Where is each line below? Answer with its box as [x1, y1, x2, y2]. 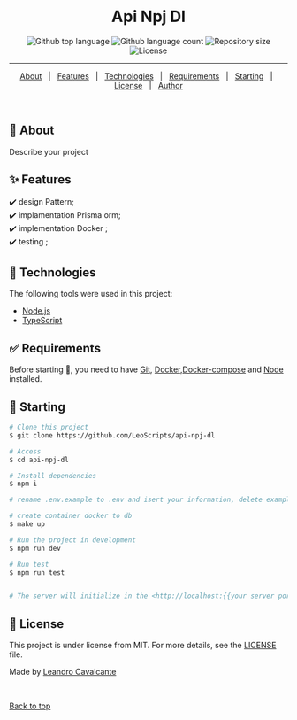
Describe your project [9, 146, 88, 157]
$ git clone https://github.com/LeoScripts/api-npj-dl [9, 430, 216, 440]
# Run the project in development [9, 535, 137, 545]
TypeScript [21, 315, 63, 326]
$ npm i [9, 479, 38, 489]
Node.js [21, 306, 51, 316]
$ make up [9, 520, 46, 529]
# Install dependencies [9, 471, 97, 480]
